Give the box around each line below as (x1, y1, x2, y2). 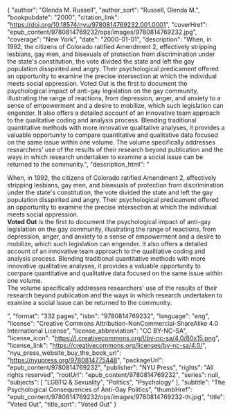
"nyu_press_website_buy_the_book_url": (7, 349, 122, 357)
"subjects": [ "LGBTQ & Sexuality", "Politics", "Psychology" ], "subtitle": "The (7, 378, 226, 386)
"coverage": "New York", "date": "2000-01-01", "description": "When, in (7, 35, 213, 44)
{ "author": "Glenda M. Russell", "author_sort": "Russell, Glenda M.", (7, 6, 200, 14)
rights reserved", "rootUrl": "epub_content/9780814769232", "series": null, (7, 371, 220, 379)
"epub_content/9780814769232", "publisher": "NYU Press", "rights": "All (7, 363, 214, 371)
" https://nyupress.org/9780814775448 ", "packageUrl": (7, 356, 164, 364)
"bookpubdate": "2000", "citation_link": (7, 13, 120, 21)
